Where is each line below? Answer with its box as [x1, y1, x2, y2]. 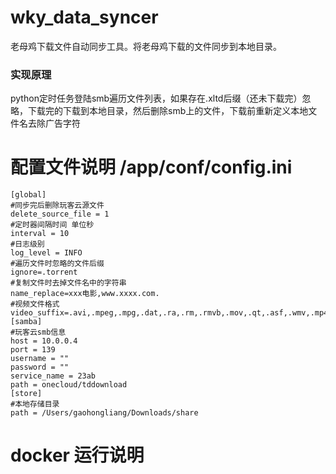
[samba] [10, 317, 43, 327]
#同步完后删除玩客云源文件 [10, 201, 105, 211]
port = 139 [10, 345, 56, 355]
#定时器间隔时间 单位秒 [10, 220, 95, 230]
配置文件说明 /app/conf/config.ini [10, 156, 293, 179]
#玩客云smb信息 [10, 327, 67, 338]
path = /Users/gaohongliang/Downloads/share [10, 408, 199, 418]
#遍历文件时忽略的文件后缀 [10, 259, 105, 269]
